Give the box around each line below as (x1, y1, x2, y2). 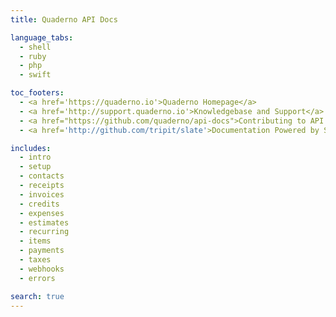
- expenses (19, 208, 65, 218)
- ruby (19, 51, 47, 61)
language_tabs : (10, 32, 74, 43)
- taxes (19, 255, 52, 265)
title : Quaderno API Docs (10, 14, 118, 25)
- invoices (19, 189, 65, 200)
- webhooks (19, 264, 65, 274)
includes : (10, 143, 52, 153)
